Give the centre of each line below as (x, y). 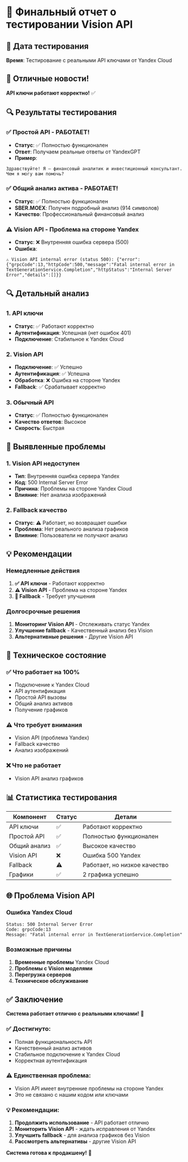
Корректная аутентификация (51, 1060)
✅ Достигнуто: (28, 1029)
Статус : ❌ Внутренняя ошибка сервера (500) (72, 242)
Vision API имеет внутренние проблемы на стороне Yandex (89, 1088)
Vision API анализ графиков (49, 778)
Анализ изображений (41, 750)
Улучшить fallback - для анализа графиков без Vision (82, 1135)
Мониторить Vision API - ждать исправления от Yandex (85, 1129)
